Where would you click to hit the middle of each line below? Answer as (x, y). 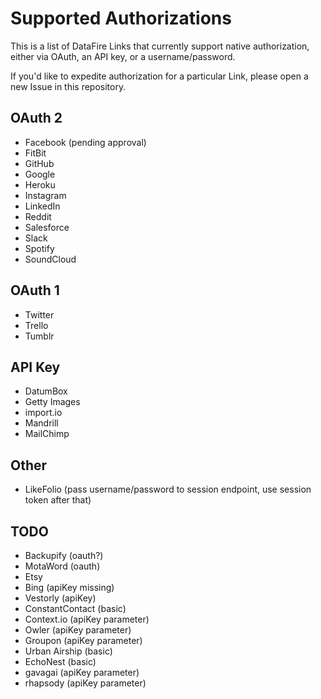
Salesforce (47, 227)
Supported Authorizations (121, 18)
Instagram (45, 195)
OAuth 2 (36, 118)
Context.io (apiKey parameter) (87, 619)
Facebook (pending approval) (85, 142)
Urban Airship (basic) (68, 651)
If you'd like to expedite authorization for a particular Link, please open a (159, 76)
